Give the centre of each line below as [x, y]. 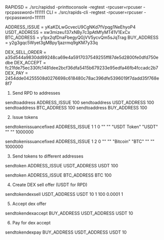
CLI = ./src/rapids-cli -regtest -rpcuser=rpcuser [95, 12]
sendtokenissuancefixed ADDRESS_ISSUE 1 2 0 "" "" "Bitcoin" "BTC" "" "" [80, 141]
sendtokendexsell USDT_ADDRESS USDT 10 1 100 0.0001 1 [64, 194]
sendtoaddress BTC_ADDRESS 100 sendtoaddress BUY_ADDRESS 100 [76, 108]
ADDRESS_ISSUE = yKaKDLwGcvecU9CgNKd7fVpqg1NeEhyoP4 [70, 27]
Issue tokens [25, 117]
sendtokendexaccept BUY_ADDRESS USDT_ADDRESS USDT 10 [69, 213]
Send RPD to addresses [36, 93]
